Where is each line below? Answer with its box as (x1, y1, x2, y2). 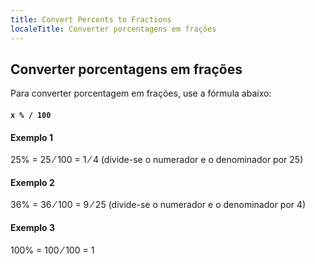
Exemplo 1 (10, 131, 54, 143)
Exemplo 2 (10, 176, 55, 188)
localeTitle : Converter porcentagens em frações (10, 24, 217, 34)
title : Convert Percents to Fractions (10, 14, 172, 25)
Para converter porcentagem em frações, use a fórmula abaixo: (10, 87, 272, 100)
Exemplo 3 (10, 221, 56, 233)
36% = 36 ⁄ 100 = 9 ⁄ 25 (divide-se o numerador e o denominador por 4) (10, 199, 307, 211)
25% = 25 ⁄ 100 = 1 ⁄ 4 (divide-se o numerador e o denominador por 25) (10, 154, 304, 166)
